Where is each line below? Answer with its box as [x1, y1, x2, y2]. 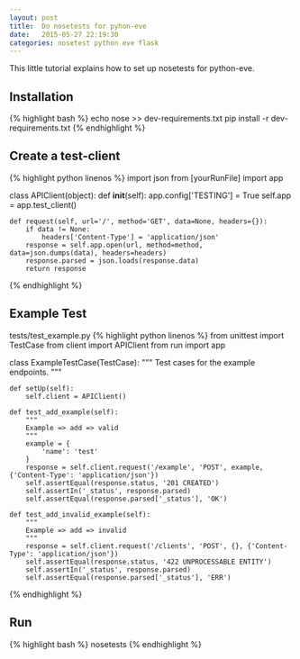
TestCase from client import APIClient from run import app [9, 339, 226, 350]
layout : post [9, 13, 59, 23]
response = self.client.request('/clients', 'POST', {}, [25, 541, 244, 550]
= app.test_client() [9, 199, 77, 210]
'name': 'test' [41, 447, 99, 456]
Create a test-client [9, 149, 121, 164]
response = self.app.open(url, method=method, [25, 240, 204, 249]
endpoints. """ [9, 366, 63, 377]
